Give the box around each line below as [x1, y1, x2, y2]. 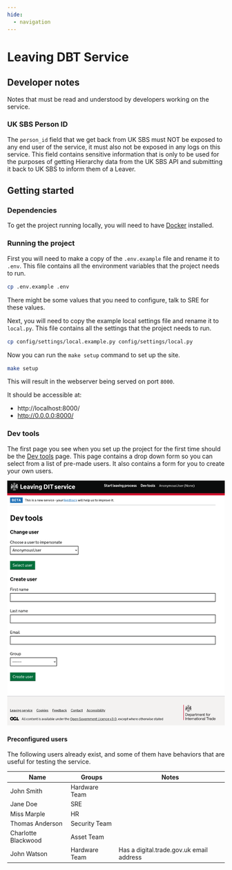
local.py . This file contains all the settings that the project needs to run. [7, 324, 212, 332]
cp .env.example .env [7, 283, 70, 290]
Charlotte [10, 829, 37, 837]
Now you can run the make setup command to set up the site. [7, 350, 181, 359]
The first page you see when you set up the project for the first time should [7, 444, 221, 453]
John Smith [10, 786, 43, 795]
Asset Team [70, 833, 105, 841]
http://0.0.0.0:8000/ [17, 412, 74, 420]
